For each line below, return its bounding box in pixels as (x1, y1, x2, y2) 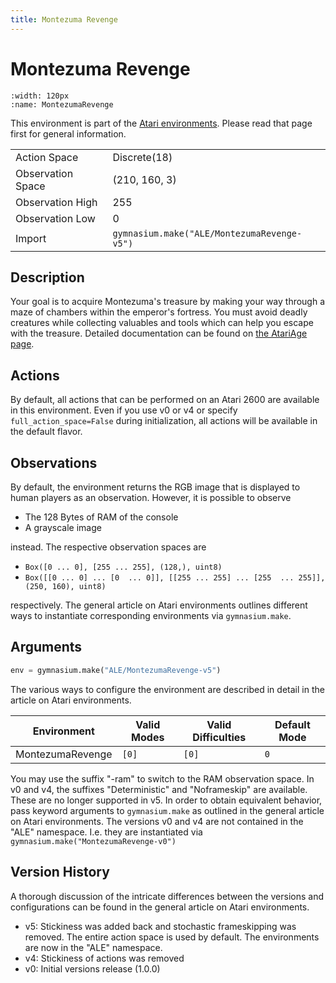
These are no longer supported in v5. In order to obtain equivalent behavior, (10, 794, 323, 806)
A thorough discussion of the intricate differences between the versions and (10, 890, 325, 902)
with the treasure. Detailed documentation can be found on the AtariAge (10, 327, 308, 340)
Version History (10, 864, 110, 881)
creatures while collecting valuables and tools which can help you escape (10, 317, 314, 329)
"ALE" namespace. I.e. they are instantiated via (10, 826, 203, 838)
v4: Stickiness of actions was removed (24, 952, 185, 964)
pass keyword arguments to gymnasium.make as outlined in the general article (10, 804, 325, 816)
